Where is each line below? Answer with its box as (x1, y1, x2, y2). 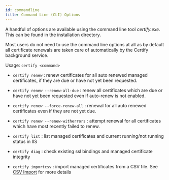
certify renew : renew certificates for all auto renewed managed (12, 72, 148, 78)
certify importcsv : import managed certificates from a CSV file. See (12, 163, 158, 169)
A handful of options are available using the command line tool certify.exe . (5, 26, 161, 32)
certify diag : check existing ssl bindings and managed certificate (12, 148, 153, 154)
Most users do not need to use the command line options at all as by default (5, 41, 164, 47)
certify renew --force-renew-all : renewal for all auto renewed (12, 102, 147, 108)
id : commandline (5, 7, 40, 13)
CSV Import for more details (12, 169, 72, 175)
